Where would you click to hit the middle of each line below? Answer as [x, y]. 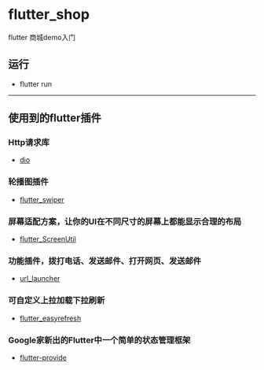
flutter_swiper [42, 199]
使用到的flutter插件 [55, 118]
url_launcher [40, 279]
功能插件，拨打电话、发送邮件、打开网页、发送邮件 [105, 261]
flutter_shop [49, 15]
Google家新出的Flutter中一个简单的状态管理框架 [99, 340]
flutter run [36, 83]
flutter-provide [43, 357]
